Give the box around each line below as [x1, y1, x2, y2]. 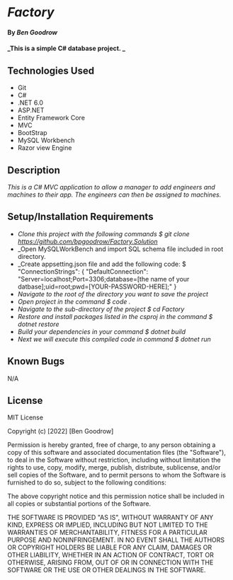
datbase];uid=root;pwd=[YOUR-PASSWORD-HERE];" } [17, 282, 177, 291]
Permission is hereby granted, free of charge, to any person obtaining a [7, 441, 216, 449]
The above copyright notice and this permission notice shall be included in [7, 492, 225, 501]
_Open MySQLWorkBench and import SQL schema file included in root [17, 245, 224, 253]
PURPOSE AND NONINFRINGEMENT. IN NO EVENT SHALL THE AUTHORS [7, 535, 225, 545]
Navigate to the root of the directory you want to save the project [17, 289, 209, 298]
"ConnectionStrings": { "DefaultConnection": [17, 267, 149, 276]
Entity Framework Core [17, 114, 85, 122]
